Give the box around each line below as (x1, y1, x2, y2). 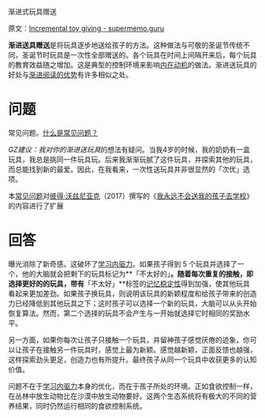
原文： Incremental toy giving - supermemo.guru (8, 24, 164, 33)
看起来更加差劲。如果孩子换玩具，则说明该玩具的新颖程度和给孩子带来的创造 (8, 289, 257, 298)
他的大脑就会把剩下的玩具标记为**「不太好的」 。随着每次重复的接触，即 (21, 269, 254, 278)
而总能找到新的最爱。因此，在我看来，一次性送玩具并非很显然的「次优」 (8, 164, 243, 174)
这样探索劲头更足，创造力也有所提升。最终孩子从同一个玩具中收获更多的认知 (8, 354, 257, 364)
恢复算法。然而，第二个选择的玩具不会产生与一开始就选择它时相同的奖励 (8, 308, 243, 318)
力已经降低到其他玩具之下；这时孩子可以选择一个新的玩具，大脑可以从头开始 (8, 298, 257, 308)
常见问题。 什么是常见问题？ (8, 128, 99, 137)
